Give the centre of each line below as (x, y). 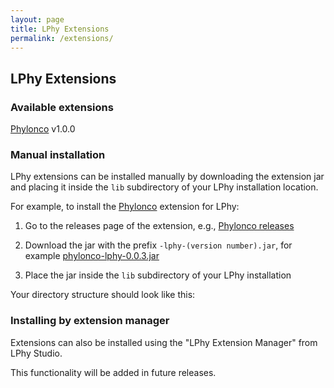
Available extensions (62, 107)
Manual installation (58, 154)
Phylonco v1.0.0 (43, 129)
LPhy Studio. (36, 353)
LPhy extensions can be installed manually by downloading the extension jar (167, 177)
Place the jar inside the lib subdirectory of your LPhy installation (158, 275)
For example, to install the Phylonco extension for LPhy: (125, 207)
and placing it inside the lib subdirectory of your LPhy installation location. (164, 187)
